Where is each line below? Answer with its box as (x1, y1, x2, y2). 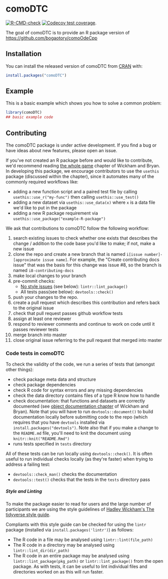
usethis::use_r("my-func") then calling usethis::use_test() (13, 194, 139, 200)
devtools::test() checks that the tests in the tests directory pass (13, 476, 150, 483)
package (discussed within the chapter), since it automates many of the (6, 173, 154, 180)
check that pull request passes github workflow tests (13, 310, 123, 316)
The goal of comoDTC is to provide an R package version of (6, 29, 130, 35)
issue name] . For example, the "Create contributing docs (42, 256, 160, 262)
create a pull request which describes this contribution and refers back (13, 299, 160, 305)
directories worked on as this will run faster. (13, 569, 104, 575)
